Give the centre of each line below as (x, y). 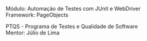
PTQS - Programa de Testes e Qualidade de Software (72, 26)
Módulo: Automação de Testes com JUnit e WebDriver (73, 9)
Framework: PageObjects (37, 15)
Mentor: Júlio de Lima (33, 33)
